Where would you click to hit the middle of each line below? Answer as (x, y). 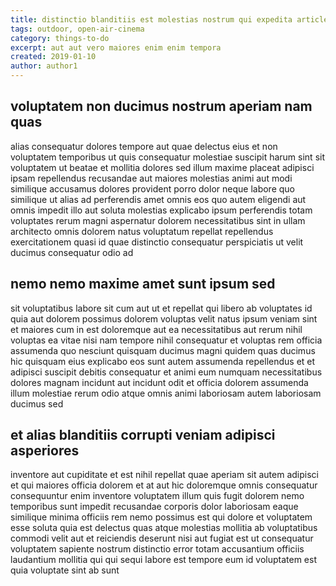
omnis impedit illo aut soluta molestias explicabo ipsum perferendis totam (161, 210)
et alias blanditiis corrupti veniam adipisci (143, 435)
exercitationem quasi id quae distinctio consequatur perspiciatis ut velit (157, 242)
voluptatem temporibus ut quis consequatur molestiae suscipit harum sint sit (167, 157)
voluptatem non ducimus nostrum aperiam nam (161, 106)
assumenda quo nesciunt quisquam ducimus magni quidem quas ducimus (163, 350)
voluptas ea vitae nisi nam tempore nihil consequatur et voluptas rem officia (166, 340)
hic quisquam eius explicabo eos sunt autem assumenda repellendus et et (163, 361)
